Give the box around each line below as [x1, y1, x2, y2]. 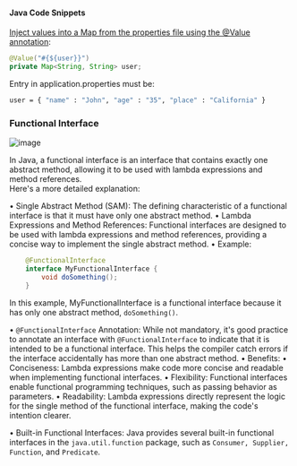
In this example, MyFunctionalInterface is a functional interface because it [9, 297, 282, 308]
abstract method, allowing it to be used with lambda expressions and [9, 164, 263, 175]
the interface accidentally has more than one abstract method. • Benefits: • [9, 352, 288, 363]
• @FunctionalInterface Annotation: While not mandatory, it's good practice [9, 324, 289, 335]
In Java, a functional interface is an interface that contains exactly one [9, 155, 268, 166]
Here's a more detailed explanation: [9, 184, 140, 194]
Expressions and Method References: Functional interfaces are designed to [9, 220, 287, 230]
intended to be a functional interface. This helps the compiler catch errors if [9, 343, 289, 354]
